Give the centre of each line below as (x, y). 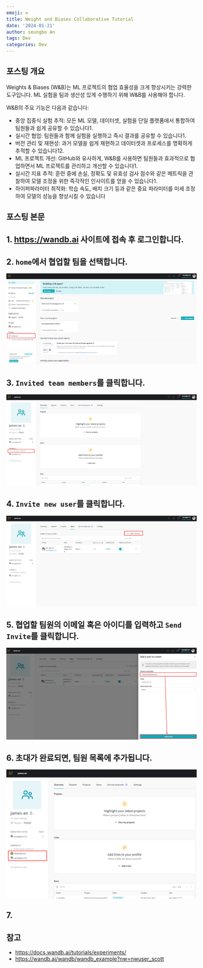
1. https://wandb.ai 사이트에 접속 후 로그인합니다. (95, 239)
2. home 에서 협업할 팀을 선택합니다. (67, 262)
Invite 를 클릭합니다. (43, 636)
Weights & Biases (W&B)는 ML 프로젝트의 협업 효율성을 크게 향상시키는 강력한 (99, 87)
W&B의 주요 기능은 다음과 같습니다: (48, 107)
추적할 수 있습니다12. (40, 151)
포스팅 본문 (26, 217)
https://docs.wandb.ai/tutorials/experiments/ (71, 952)
